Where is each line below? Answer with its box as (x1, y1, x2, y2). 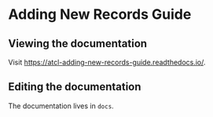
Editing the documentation (8, 80, 141, 93)
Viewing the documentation (8, 37, 148, 50)
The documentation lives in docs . (8, 101, 114, 111)
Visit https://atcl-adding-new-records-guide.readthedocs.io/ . (8, 57, 206, 67)
